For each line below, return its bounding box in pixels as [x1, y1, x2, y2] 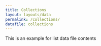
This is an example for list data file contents [5, 35, 96, 41]
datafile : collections [5, 21, 53, 27]
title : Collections [5, 7, 47, 13]
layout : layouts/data [5, 12, 51, 17]
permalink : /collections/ [5, 17, 60, 22]
